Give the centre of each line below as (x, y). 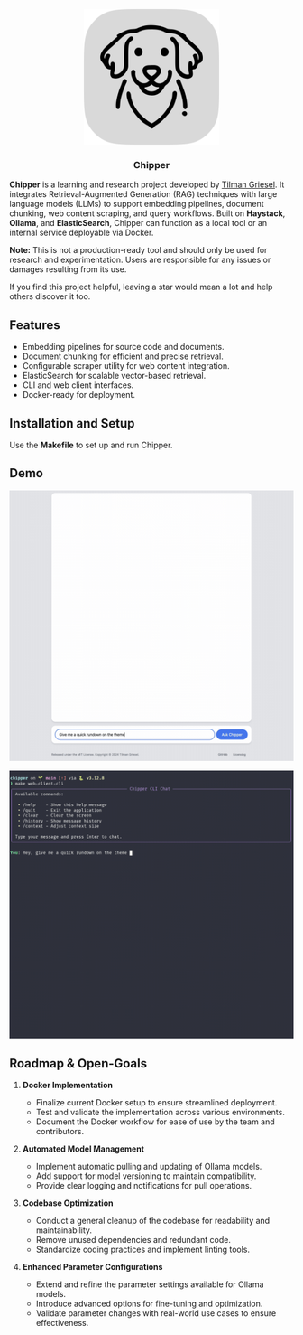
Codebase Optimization (68, 1203)
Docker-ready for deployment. (78, 395)
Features (35, 325)
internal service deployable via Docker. (82, 233)
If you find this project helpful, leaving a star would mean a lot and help (141, 287)
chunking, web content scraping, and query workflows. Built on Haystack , (147, 213)
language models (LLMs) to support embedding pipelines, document (137, 204)
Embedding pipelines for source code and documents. (123, 347)
